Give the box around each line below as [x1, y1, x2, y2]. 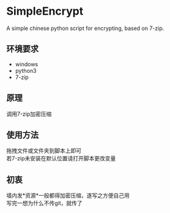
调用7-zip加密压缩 [6, 110, 52, 118]
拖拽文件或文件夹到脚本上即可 [6, 147, 81, 154]
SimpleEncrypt [6, 4, 84, 18]
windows [15, 60, 39, 68]
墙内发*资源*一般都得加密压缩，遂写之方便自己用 [6, 192, 130, 200]
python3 [15, 67, 37, 74]
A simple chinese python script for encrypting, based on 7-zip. [6, 24, 164, 32]
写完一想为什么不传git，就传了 [6, 200, 83, 207]
